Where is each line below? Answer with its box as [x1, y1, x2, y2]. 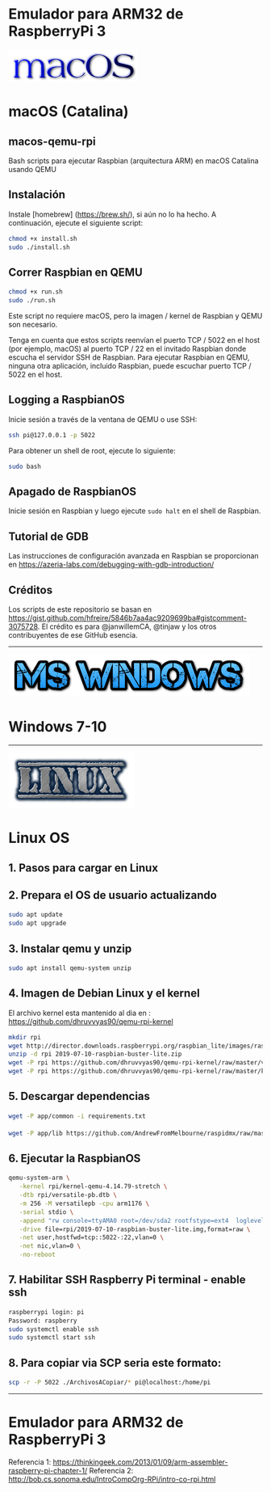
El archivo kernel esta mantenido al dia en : [8, 1008, 151, 1018]
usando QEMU [8, 164, 56, 174]
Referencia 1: [8, 1456, 52, 1467]
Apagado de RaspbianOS [8, 485, 137, 499]
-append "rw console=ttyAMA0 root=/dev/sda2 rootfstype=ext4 [19, 1216, 229, 1224]
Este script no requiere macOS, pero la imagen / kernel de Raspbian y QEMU [8, 311, 263, 321]
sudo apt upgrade [8, 919, 67, 928]
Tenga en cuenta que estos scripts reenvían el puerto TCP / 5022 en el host [8, 335, 261, 345]
